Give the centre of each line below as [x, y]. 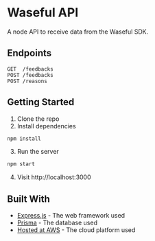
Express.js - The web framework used [71, 216]
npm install [24, 139]
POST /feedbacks [30, 75]
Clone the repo [38, 119]
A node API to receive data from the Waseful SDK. [78, 32]
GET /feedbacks [30, 69]
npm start [21, 164]
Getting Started [41, 102]
